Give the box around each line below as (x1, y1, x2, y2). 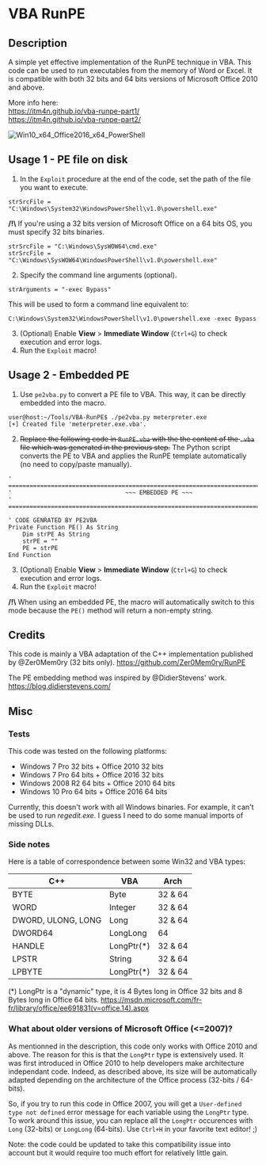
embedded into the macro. (19, 398, 107, 407)
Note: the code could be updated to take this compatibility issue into (8, 1139, 231, 1149)
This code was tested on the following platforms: (8, 747, 168, 756)
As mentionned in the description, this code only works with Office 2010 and (8, 1041, 257, 1051)
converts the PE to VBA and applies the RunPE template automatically (19, 451, 247, 460)
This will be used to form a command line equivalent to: (8, 299, 189, 309)
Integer (109, 902, 136, 913)
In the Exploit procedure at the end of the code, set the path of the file (19, 174, 251, 183)
